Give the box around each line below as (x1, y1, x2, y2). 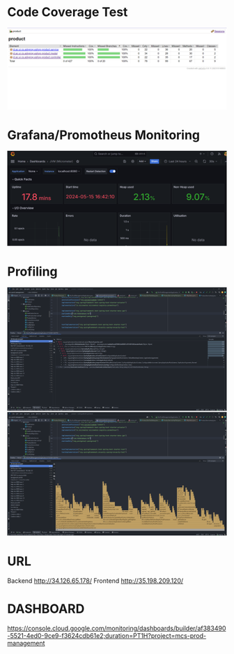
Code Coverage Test (7, 4, 128, 20)
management (7, 639, 45, 647)
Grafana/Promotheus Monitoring (7, 127, 201, 143)
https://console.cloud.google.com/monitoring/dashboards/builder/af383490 (7, 624, 226, 632)
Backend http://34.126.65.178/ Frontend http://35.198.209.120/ (7, 577, 184, 585)
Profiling (7, 264, 58, 280)
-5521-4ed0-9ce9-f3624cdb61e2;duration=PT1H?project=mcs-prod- (7, 631, 207, 639)
